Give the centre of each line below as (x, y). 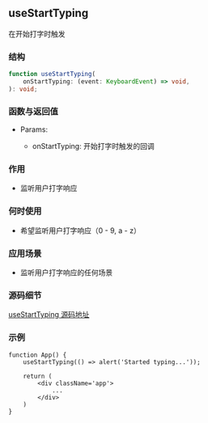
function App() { (38, 355)
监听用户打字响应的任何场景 (66, 272)
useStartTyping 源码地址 (49, 315)
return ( (38, 376)
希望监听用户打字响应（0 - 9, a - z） (81, 231)
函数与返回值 (34, 111)
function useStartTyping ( (52, 74)
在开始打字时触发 (37, 34)
